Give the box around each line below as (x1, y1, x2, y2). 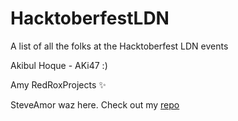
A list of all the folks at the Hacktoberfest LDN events (10, 40, 229, 52)
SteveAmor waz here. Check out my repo (10, 98, 180, 111)
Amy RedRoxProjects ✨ (10, 78, 107, 91)
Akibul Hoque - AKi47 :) (10, 59, 108, 71)
